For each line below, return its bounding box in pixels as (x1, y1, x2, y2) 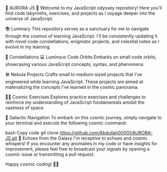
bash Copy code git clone (5, 130, 59, 135)
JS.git (5, 135, 18, 141)
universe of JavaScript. (5, 16, 54, 21)
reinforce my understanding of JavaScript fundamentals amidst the (5, 99, 145, 105)
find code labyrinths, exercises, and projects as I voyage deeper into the (5, 10, 155, 16)
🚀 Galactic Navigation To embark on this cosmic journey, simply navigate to (5, 115, 162, 120)
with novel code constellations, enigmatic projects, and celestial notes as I (5, 39, 159, 44)
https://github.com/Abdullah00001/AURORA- (60, 130, 153, 135)
